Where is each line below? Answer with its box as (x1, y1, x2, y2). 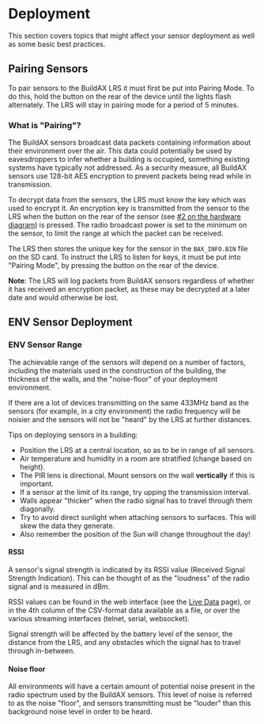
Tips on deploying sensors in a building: (8, 430, 138, 439)
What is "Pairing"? (8, 119, 81, 130)
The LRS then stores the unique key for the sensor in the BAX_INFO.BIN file (8, 244, 248, 254)
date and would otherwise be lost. (8, 293, 119, 303)
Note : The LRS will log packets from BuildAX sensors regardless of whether (8, 276, 255, 285)
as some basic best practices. (8, 39, 106, 48)
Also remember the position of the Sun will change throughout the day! (19, 529, 251, 538)
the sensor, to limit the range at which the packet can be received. (8, 228, 224, 238)
